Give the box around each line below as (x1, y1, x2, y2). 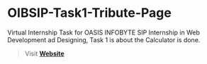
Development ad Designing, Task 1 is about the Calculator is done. (7, 35, 201, 44)
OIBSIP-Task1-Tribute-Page (7, 5, 172, 21)
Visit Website (24, 49, 65, 58)
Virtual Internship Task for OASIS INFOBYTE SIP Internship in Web (7, 28, 200, 37)
